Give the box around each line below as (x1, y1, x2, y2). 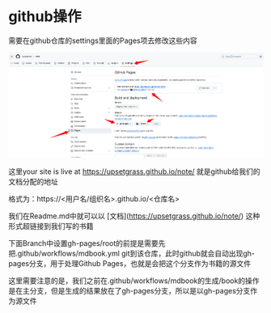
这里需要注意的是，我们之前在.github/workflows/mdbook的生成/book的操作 (8, 276, 260, 286)
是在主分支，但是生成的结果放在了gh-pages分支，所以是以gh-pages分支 (8, 286, 251, 295)
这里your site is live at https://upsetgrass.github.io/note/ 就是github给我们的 (8, 167, 260, 176)
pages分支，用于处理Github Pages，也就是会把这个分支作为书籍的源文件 (8, 258, 252, 268)
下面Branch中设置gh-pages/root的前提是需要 (8, 238, 159, 247)
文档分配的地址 (8, 176, 58, 186)
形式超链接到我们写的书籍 (8, 221, 94, 231)
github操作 (8, 7, 83, 26)
